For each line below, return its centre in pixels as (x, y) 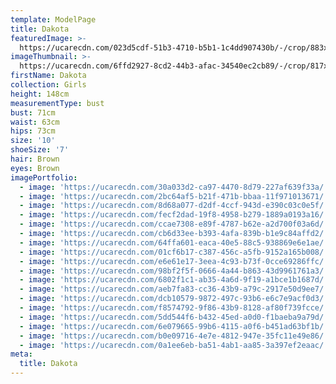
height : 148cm (40, 94)
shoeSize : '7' (40, 150)
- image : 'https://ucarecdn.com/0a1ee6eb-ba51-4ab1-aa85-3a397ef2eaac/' (174, 345)
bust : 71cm (33, 112)
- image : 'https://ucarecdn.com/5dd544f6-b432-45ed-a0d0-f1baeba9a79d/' (174, 317)
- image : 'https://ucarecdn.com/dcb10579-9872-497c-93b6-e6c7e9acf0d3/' (174, 299)
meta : (21, 354)
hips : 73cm (33, 131)
